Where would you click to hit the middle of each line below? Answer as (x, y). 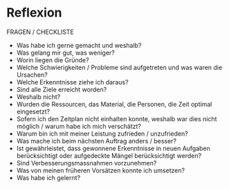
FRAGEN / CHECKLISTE (40, 32)
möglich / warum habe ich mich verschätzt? (79, 126)
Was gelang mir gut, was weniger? (65, 53)
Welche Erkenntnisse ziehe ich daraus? (72, 82)
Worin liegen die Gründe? (53, 60)
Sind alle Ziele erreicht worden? (62, 89)
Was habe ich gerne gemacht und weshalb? (79, 45)
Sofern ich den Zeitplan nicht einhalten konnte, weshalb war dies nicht (117, 118)
